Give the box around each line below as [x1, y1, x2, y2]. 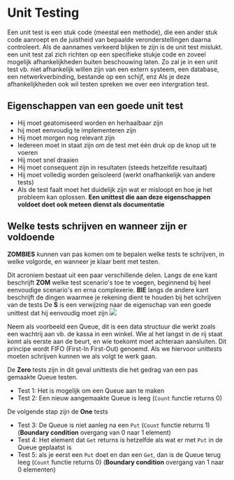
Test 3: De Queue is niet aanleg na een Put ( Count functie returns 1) [17, 421, 210, 429]
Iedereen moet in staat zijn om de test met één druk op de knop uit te [17, 141, 217, 149]
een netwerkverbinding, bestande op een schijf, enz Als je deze [7, 72, 191, 81]
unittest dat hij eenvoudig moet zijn [7, 308, 108, 317]
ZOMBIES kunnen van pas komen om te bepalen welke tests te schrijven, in [7, 250, 225, 258]
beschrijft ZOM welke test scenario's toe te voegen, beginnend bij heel [7, 278, 211, 287]
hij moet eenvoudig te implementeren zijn [17, 126, 137, 134]
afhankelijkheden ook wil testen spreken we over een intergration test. [7, 80, 210, 88]
